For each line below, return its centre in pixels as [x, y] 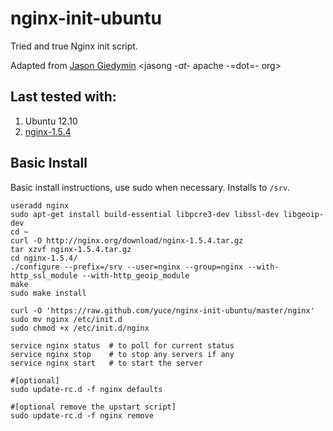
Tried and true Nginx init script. [74, 46]
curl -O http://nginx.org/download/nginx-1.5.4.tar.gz [127, 240]
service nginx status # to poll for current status [122, 345]
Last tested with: [63, 97]
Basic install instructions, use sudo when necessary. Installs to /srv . [150, 187]
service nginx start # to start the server [106, 363]
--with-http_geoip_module [135, 275]
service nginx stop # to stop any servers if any [122, 354]
